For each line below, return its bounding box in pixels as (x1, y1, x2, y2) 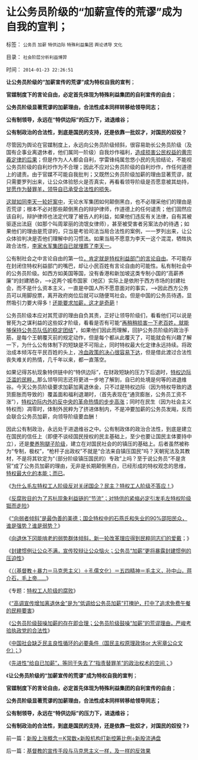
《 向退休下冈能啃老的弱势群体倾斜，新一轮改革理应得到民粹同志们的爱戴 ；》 (6, 534, 192, 542)
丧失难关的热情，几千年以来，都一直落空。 (6, 355, 110, 363)
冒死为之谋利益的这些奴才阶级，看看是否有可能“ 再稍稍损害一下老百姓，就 (6, 319, 184, 326)
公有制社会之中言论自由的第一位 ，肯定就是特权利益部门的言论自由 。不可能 (6, 255, 187, 262)
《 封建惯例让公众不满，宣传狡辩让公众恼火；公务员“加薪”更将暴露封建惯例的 (6, 547, 192, 554)
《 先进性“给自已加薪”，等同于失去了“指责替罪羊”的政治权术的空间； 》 (6, 659, 176, 666)
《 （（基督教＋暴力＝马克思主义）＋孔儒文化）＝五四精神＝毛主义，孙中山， (6, 567, 187, 574)
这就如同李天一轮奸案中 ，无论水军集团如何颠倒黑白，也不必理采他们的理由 (6, 198, 187, 205)
